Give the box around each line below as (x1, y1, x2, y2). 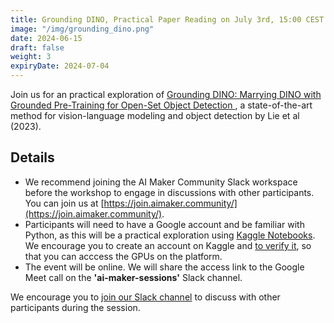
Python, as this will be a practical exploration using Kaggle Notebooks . (24, 229, 316, 241)
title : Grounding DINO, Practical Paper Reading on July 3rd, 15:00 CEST (10, 14, 325, 25)
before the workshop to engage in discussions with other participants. (24, 186, 315, 198)
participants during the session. (10, 301, 141, 313)
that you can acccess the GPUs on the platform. (24, 250, 223, 262)
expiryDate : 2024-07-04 (10, 61, 110, 71)
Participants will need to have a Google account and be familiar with (24, 218, 305, 230)
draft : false (10, 42, 65, 53)
